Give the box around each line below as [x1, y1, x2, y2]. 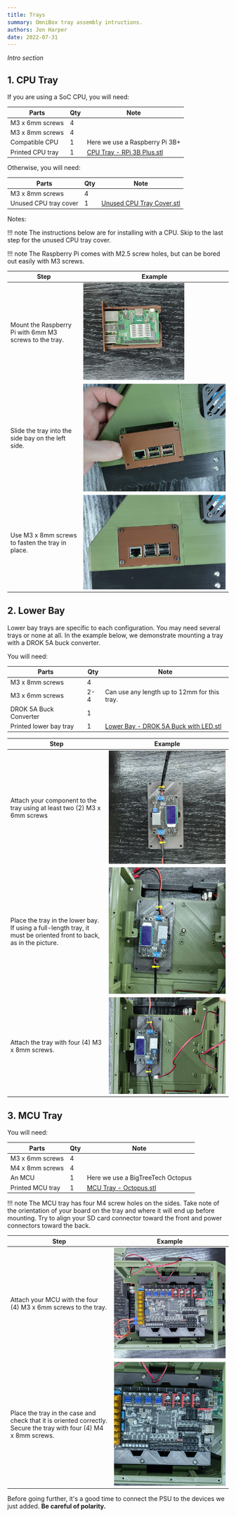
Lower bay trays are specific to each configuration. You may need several [7, 623, 221, 632]
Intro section [7, 53, 44, 63]
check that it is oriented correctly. [10, 1417, 107, 1425]
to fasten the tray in [10, 538, 67, 547]
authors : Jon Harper [7, 26, 68, 33]
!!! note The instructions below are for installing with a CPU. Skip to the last [7, 228, 223, 237]
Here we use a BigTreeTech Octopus [86, 1173, 192, 1182]
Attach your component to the [10, 796, 97, 805]
